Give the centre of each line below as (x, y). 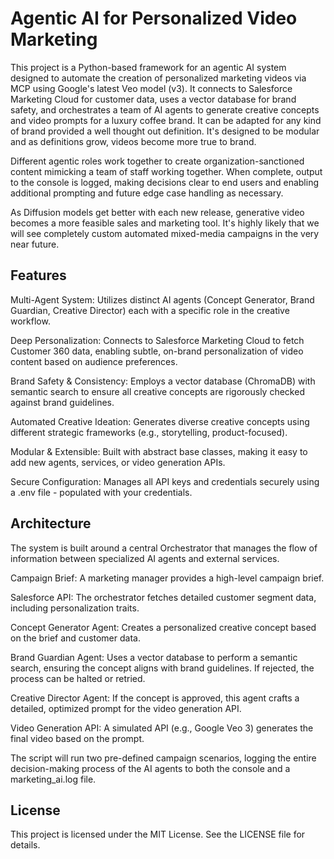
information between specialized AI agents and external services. (145, 558)
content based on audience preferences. (94, 361)
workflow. (30, 321)
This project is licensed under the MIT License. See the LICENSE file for (158, 834)
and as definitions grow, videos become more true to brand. (133, 141)
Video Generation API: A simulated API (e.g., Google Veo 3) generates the (162, 728)
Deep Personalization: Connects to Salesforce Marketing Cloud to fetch (157, 340)
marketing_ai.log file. (53, 779)
